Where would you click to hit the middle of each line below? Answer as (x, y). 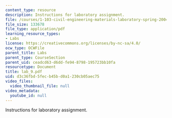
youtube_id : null (28, 96)
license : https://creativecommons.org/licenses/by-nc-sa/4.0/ (73, 43)
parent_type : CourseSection (35, 57)
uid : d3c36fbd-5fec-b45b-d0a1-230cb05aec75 (52, 77)
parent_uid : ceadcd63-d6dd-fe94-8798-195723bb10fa (60, 62)
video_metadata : (23, 91)
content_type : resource (31, 10)
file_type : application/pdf (35, 29)
